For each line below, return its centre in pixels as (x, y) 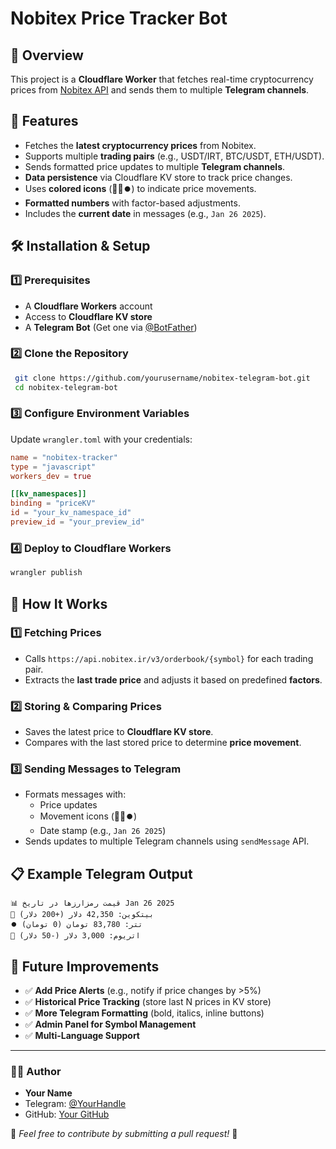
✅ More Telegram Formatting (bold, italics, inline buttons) (144, 1013)
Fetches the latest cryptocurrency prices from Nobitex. (140, 145)
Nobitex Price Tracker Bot (119, 18)
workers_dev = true (51, 476)
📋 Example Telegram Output (101, 873)
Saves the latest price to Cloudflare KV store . (119, 732)
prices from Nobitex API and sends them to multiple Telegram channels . (160, 90)
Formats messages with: (75, 794)
